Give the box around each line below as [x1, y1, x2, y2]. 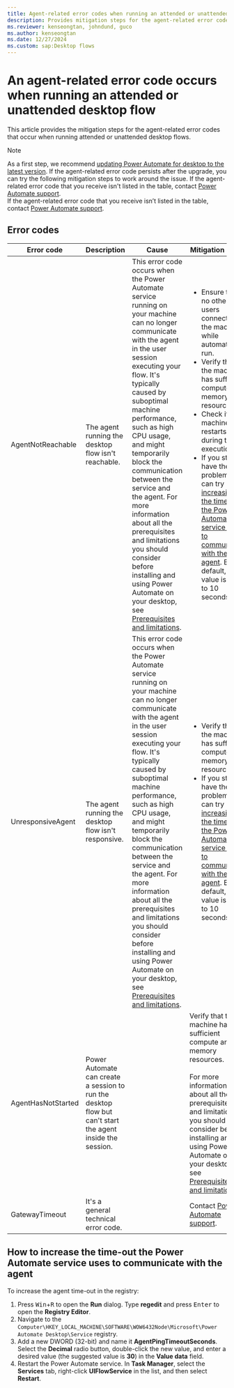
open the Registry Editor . [17, 1307, 91, 1316]
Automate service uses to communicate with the [7, 1257, 223, 1269]
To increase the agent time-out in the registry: [7, 1286, 139, 1295]
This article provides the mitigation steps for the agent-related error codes [7, 125, 221, 133]
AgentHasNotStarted [10, 1098, 79, 1108]
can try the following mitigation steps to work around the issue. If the [7, 174, 205, 183]
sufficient [189, 1028, 221, 1038]
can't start [86, 1116, 120, 1125]
